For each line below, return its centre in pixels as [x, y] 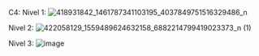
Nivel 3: [21, 43]
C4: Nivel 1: [27, 12]
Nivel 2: [21, 28]
